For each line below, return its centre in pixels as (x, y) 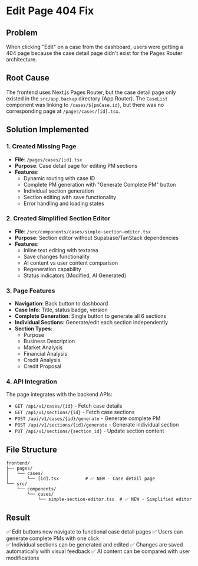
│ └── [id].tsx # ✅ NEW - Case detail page (80, 479)
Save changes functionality (57, 256)
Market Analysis (43, 347)
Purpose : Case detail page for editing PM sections (76, 165)
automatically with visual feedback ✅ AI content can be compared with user (98, 551)
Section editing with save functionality (70, 197)
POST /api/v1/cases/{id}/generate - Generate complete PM (88, 418)
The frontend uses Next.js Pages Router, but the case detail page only (91, 92)
